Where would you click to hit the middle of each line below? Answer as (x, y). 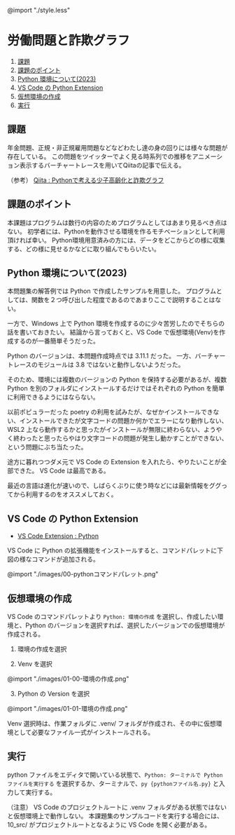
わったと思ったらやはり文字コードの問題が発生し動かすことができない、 (123, 438)
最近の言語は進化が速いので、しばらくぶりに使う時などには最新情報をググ (114, 486)
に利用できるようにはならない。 (53, 397)
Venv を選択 (35, 664)
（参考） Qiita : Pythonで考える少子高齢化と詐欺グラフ (86, 180)
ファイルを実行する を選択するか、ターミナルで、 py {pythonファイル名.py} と (113, 783)
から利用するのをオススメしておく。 (65, 494)
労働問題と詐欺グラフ (69, 41)
